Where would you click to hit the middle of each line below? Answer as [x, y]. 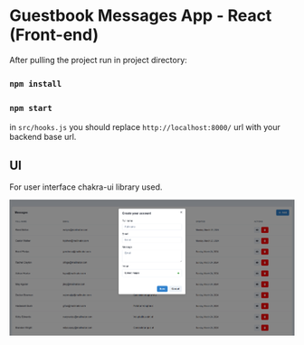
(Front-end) [54, 35]
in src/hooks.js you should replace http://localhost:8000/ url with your [145, 127]
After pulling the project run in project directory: [98, 60]
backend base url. [43, 137]
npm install [36, 84]
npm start [31, 108]
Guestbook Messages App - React [141, 16]
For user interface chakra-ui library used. [86, 187]
